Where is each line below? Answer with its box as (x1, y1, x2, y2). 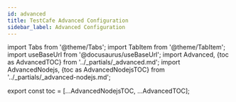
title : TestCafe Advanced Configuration (7, 17, 129, 24)
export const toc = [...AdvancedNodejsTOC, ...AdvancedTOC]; (7, 86, 191, 96)
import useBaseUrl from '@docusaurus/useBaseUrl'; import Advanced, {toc (7, 50, 229, 59)
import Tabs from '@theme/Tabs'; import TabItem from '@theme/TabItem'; (7, 43, 226, 52)
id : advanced (7, 10, 46, 18)
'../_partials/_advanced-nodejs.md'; (7, 73, 112, 81)
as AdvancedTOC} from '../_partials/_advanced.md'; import (7, 58, 181, 67)
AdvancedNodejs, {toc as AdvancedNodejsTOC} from (7, 65, 166, 74)
